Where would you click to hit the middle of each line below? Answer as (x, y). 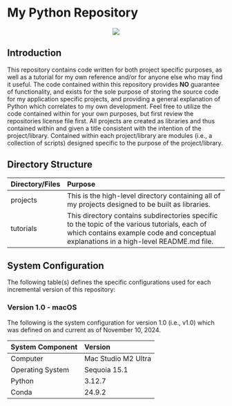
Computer (27, 358)
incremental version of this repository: (61, 290)
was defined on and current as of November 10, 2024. (84, 329)
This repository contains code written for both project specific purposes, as (115, 70)
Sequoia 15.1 (106, 369)
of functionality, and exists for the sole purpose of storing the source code (113, 92)
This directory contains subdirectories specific (142, 215)
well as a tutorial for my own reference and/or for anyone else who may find (115, 77)
